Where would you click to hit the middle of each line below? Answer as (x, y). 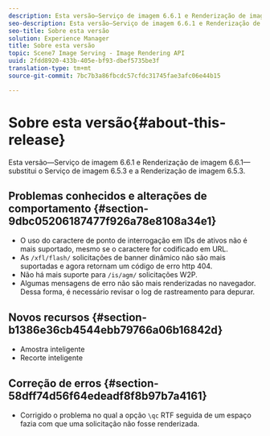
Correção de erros (55, 383)
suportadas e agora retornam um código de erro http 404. (116, 266)
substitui (22, 171)
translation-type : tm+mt (50, 69)
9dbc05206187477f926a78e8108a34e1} (112, 221)
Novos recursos (49, 317)
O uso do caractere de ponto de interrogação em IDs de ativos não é (133, 241)
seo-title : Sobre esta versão (59, 31)
